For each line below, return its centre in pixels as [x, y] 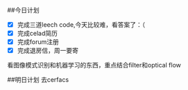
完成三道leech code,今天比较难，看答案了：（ [81, 25]
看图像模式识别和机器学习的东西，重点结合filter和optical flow [94, 65]
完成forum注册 [38, 42]
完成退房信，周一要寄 [48, 51]
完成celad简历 [37, 34]
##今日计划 [23, 10]
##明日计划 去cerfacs [38, 80]
